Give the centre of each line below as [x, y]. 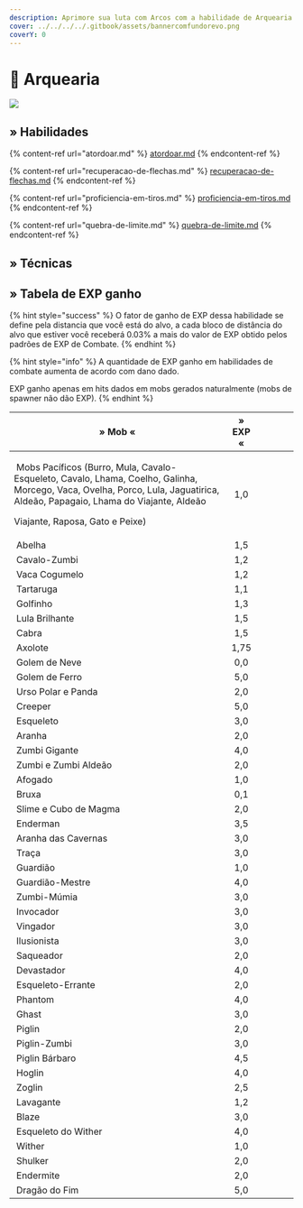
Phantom [36, 1000]
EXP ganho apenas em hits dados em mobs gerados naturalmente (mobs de [151, 389]
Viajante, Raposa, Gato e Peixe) [80, 521]
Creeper [34, 706]
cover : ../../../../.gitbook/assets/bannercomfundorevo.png [125, 26]
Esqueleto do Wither [60, 1131]
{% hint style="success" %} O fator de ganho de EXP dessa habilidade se [147, 316]
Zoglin [30, 1088]
